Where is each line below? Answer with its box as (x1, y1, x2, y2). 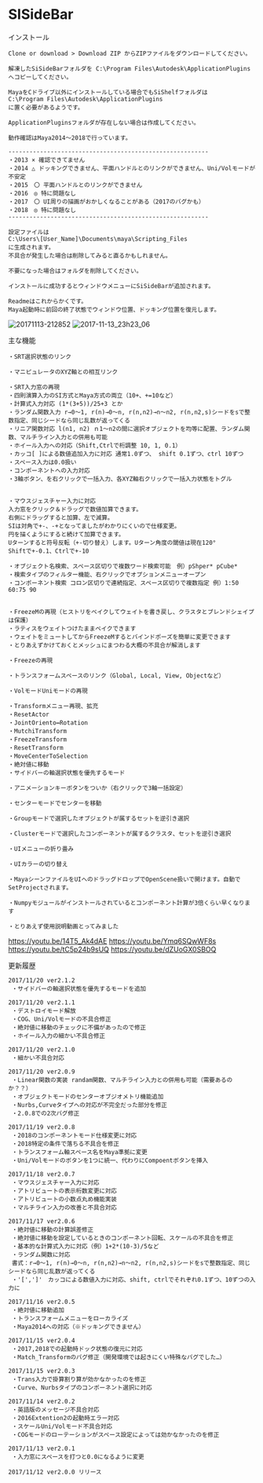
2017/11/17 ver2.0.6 (8, 1217, 76, 1225)
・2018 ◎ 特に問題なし (8, 206, 77, 214)
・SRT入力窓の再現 (8, 383, 60, 391)
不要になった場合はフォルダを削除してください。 (8, 267, 143, 275)
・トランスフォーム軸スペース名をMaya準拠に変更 (11, 1148, 148, 1156)
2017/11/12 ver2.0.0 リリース (8, 1468, 102, 1476)
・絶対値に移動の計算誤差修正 (11, 1225, 94, 1233)
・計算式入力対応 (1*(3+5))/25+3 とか (8, 400, 123, 407)
